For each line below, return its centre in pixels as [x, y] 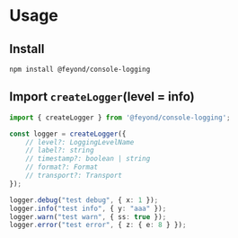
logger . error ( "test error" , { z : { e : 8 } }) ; [98, 225]
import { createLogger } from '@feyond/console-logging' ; [120, 118]
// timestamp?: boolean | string [88, 159]
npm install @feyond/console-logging [80, 69]
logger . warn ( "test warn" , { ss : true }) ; [88, 216]
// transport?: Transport [74, 176]
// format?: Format [62, 167]
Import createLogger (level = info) [102, 97]
